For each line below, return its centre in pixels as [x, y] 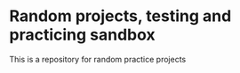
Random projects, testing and [120, 16]
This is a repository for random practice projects [98, 59]
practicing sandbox [82, 35]
